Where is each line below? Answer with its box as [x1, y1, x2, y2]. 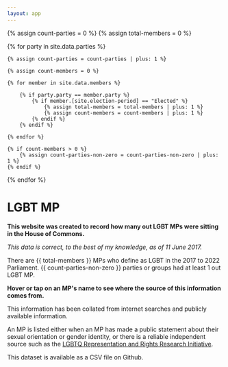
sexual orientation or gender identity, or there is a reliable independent [7, 332, 206, 340]
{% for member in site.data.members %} [7, 80, 121, 86]
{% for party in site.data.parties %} [7, 42, 106, 50]
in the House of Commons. [7, 229, 85, 237]
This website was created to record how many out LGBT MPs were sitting [7, 222, 219, 230]
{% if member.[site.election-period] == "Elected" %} [31, 97, 188, 104]
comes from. [7, 291, 45, 299]
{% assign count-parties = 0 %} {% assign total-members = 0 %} [7, 29, 192, 37]
